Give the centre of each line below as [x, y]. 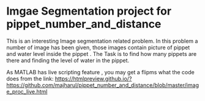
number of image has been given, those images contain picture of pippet [98, 47]
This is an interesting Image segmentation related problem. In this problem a [102, 41]
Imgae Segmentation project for [89, 11]
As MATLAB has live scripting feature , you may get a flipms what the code [100, 72]
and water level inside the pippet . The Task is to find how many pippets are [102, 54]
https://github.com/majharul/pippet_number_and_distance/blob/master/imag [102, 85]
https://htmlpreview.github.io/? [93, 78]
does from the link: [30, 78]
